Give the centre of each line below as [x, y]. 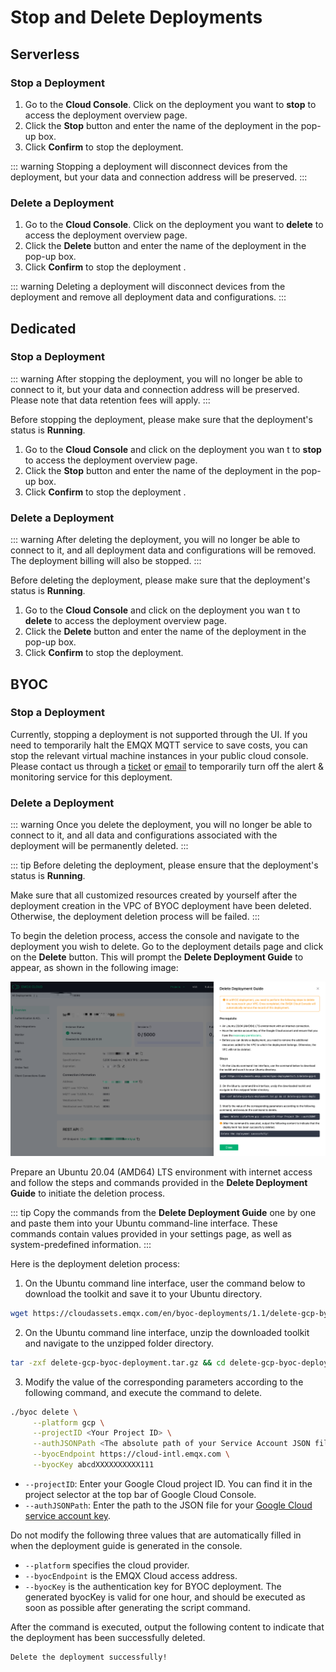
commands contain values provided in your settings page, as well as [151, 1233]
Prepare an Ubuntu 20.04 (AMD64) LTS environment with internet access [161, 1172]
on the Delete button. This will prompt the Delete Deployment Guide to [157, 957]
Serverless [45, 54]
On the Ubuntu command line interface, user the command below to [165, 1283]
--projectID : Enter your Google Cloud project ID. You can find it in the [168, 1483]
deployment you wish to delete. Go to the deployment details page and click [167, 947]
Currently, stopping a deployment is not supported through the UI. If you [159, 734]
